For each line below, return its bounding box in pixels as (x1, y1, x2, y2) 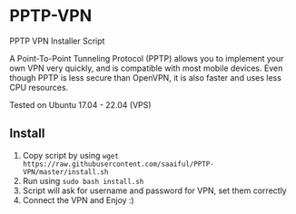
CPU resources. (9, 82, 69, 92)
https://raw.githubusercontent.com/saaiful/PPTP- (22, 160, 215, 169)
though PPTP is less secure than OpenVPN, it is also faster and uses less (9, 72, 281, 83)
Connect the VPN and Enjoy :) (22, 194, 134, 205)
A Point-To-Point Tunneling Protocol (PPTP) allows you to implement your (9, 53, 284, 63)
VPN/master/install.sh (22, 167, 109, 177)
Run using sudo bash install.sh (22, 175, 144, 186)
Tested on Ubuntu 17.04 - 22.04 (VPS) (9, 99, 152, 110)
